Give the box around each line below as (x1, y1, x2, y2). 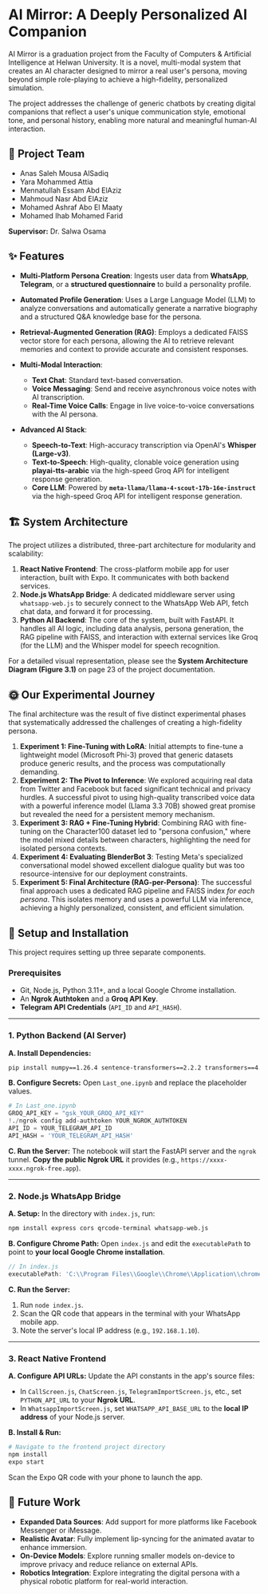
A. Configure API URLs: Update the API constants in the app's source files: (8, 1371, 255, 1381)
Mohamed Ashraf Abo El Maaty (19, 202, 123, 212)
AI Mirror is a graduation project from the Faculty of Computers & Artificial (8, 49, 251, 58)
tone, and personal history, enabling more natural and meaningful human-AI (8, 115, 258, 125)
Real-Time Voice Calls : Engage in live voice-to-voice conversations (31, 400, 255, 410)
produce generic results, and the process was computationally (19, 759, 226, 768)
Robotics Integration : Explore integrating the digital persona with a (19, 1568, 241, 1577)
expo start (8, 1457, 45, 1466)
